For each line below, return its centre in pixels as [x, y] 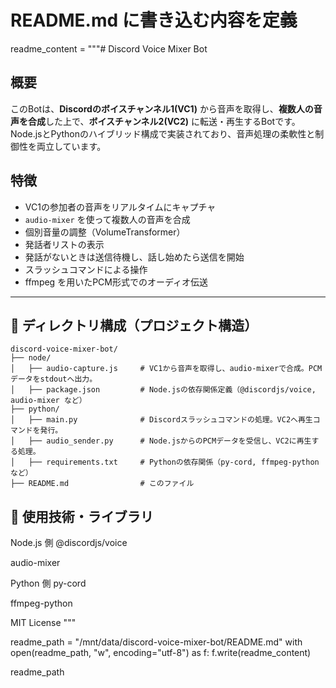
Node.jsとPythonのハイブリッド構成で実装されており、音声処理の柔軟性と [163, 133]
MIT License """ [43, 623]
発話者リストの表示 [64, 244]
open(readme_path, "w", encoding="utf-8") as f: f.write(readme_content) [161, 653]
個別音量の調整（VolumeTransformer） [105, 232]
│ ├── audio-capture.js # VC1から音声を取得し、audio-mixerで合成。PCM [166, 369]
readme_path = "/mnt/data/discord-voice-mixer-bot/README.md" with [156, 642]
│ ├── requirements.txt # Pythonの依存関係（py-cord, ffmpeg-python [165, 462]
